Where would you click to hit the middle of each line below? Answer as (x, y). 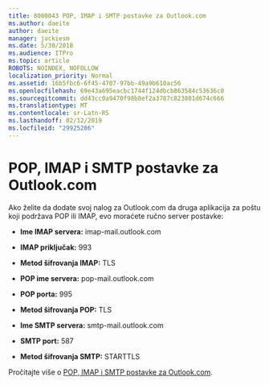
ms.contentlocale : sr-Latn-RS (59, 114)
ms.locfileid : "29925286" (51, 128)
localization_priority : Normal (61, 76)
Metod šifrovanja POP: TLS (66, 309)
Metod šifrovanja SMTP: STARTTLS (80, 356)
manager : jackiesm (39, 38)
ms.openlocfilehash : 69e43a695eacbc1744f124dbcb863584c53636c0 (116, 91)
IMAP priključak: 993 (56, 247)
